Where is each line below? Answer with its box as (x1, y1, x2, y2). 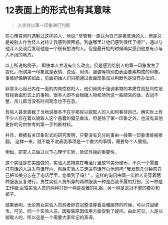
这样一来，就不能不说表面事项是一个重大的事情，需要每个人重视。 (14, 138, 151, 144)
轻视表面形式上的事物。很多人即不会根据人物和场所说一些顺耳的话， (5, 91, 145, 98)
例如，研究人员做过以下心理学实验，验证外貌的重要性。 (5, 149, 119, 155)
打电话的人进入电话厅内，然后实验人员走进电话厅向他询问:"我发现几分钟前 (5, 166, 157, 172)
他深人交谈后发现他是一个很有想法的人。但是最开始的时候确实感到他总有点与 (5, 45, 163, 51)
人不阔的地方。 (5, 51, 36, 58)
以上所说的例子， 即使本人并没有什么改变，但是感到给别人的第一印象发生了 (5, 62, 160, 68)
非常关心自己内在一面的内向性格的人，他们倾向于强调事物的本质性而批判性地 (5, 85, 163, 91)
